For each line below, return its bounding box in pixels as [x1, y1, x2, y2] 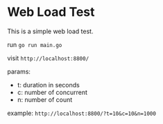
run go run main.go [7, 40, 62, 48]
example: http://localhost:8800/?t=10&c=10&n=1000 [7, 109, 156, 117]
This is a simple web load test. [7, 27, 94, 35]
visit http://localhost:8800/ [7, 53, 89, 62]
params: [7, 67, 31, 76]
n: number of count [17, 95, 73, 104]
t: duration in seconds [17, 80, 80, 89]
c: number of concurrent [17, 88, 88, 96]
